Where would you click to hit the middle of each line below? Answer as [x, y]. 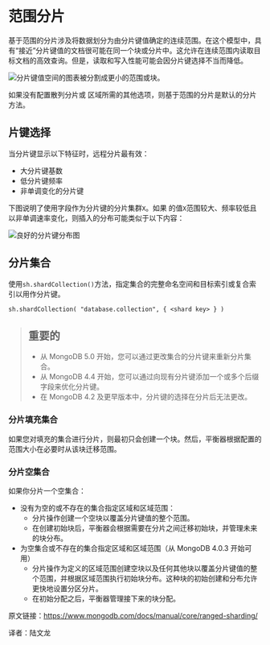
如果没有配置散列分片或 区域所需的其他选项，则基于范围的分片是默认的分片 [133, 94]
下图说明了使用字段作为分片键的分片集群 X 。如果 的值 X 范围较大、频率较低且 [133, 208]
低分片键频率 [41, 180]
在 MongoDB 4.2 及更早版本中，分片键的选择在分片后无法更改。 [146, 397]
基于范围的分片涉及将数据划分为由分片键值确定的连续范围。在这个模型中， [131, 40]
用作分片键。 [43, 294]
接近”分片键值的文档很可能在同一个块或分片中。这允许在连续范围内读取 [137, 50]
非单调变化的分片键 [52, 191]
